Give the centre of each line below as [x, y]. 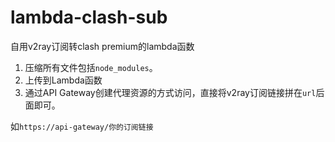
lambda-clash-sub [89, 17]
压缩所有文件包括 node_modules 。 [91, 67]
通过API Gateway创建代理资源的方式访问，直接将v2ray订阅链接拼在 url [170, 92]
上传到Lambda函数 [63, 80]
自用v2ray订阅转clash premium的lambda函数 [102, 46]
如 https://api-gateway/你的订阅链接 [82, 126]
